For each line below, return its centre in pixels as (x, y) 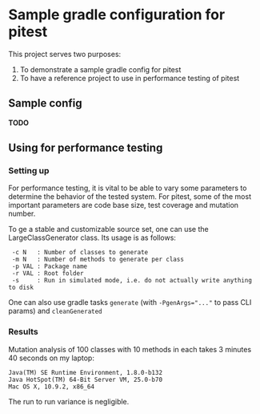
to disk (21, 288)
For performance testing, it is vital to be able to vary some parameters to (128, 188)
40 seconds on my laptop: (51, 358)
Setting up (29, 171)
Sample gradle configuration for (117, 15)
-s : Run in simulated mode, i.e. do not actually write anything (132, 281)
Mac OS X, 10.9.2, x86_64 (51, 387)
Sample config (45, 103)
